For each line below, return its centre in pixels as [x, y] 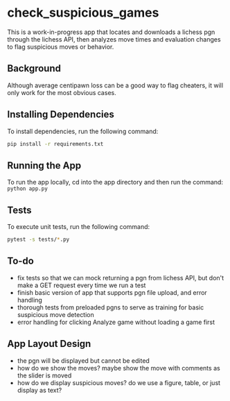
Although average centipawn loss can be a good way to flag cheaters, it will [115, 85]
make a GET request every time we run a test [81, 285]
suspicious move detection [56, 314]
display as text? [39, 390]
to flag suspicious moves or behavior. [61, 46]
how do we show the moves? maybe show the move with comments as [118, 368]
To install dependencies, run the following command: [83, 131]
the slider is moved [44, 375]
